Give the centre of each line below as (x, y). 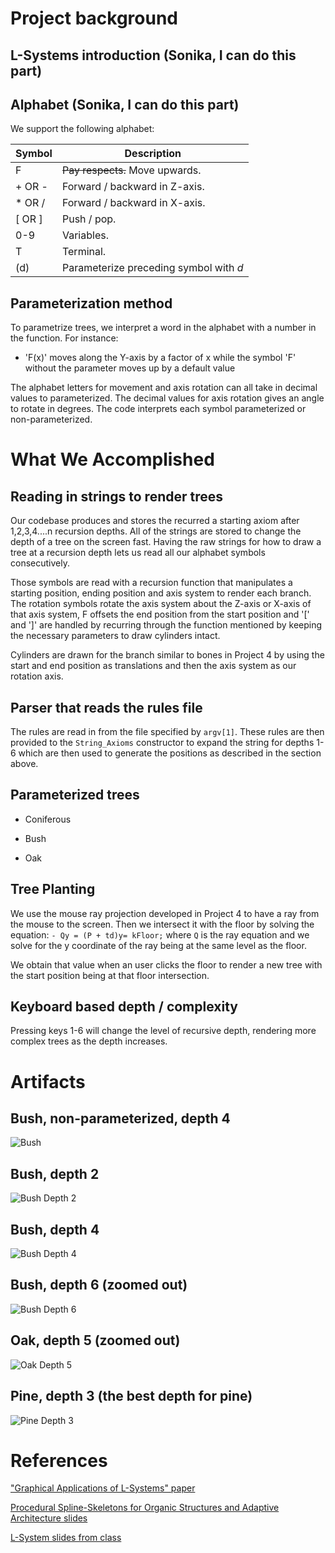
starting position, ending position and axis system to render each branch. (161, 593)
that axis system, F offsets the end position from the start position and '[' (160, 614)
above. (24, 764)
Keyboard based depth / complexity (124, 1007)
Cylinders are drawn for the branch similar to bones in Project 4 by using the (167, 655)
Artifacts (48, 1081)
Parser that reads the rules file (106, 707)
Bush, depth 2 (55, 1173)
